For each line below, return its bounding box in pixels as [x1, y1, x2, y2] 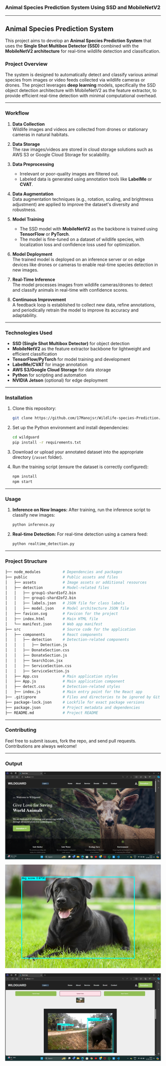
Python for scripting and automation [12, 372, 86, 378]
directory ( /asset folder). [12, 454, 63, 460]
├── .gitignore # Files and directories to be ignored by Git [5, 695, 161, 700]
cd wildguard [12, 435, 40, 440]
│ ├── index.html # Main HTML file [5, 616, 98, 622]
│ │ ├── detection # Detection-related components [5, 637, 129, 642]
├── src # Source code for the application [5, 627, 136, 632]
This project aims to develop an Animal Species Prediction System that [5, 38, 152, 44]
